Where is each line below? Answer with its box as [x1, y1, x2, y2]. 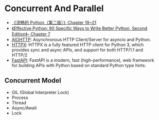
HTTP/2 [11, 52, 28, 58]
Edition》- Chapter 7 [11, 31, 51, 37]
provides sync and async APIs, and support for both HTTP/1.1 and [11, 47, 143, 52]
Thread [11, 100, 26, 105]
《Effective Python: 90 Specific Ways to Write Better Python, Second [11, 25, 148, 31]
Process [11, 94, 29, 100]
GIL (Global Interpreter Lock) [11, 89, 69, 95]
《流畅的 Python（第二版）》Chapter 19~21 [11, 19, 97, 25]
